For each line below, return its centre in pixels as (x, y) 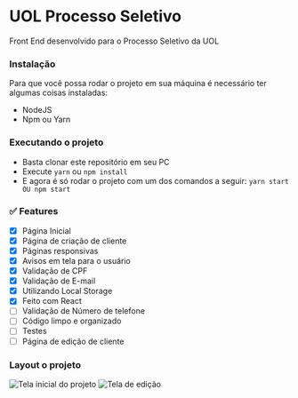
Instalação (32, 64)
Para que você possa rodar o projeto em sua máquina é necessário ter (138, 84)
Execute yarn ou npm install (75, 171)
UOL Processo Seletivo (96, 16)
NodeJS (37, 110)
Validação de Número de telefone (83, 311)
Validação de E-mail (59, 281)
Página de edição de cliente (73, 341)
